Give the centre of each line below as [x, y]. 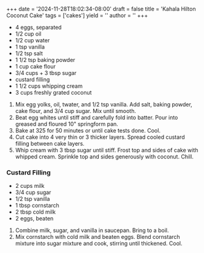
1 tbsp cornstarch [37, 206]
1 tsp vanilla [30, 47]
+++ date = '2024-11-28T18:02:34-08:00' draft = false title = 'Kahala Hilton [101, 9]
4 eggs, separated [38, 27]
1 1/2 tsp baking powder [45, 60]
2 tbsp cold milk [36, 212]
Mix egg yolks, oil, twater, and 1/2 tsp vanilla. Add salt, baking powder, [104, 104]
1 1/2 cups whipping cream [49, 86]
